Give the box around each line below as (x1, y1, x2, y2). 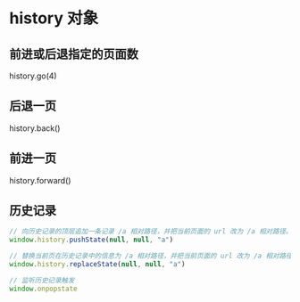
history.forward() (9, 175, 71, 185)
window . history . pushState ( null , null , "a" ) (9, 235, 174, 245)
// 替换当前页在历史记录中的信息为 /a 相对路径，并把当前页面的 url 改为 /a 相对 (9, 251, 279, 261)
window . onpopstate (9, 284, 78, 293)
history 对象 (9, 8, 99, 29)
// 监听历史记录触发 (9, 275, 75, 285)
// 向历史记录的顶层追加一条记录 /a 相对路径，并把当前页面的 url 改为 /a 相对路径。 (9, 227, 293, 236)
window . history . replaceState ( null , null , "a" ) (9, 260, 186, 269)
